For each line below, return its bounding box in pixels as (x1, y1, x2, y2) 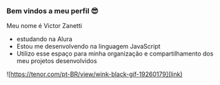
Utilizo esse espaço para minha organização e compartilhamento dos (16, 49, 214, 58)
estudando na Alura (16, 35, 73, 43)
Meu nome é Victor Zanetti (6, 22, 82, 30)
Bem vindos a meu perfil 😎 (6, 6, 99, 16)
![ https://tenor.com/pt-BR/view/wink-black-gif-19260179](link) (6, 70, 183, 78)
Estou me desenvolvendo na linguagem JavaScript (16, 42, 161, 51)
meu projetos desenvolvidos (16, 57, 97, 65)
